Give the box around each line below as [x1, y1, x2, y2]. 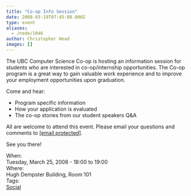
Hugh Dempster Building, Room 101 [6, 171, 91, 178]
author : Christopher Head [6, 36, 70, 42]
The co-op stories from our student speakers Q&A [14, 111, 137, 118]
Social [6, 183, 22, 190]
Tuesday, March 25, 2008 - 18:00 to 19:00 [6, 158, 108, 165]
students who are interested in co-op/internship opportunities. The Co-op [6, 64, 185, 71]
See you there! [6, 141, 42, 148]
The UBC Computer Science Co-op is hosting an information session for [6, 57, 182, 65]
